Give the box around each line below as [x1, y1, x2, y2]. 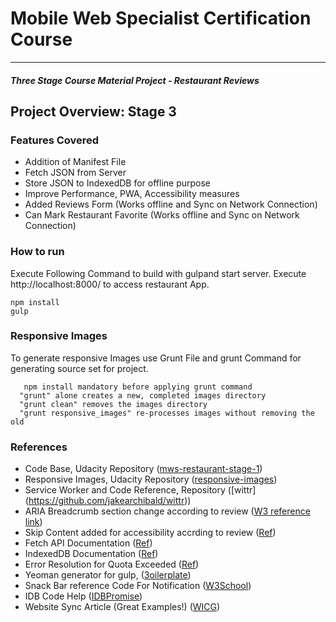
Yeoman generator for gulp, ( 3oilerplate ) [24, 569, 192, 581]
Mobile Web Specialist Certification [10, 7, 312, 30]
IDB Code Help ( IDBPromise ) [24, 590, 143, 602]
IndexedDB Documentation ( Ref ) [24, 548, 159, 560]
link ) [24, 516, 43, 528]
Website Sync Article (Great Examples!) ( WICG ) [24, 601, 221, 613]
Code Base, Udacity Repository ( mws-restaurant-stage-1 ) [24, 463, 263, 475]
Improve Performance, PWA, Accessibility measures [24, 188, 240, 200]
